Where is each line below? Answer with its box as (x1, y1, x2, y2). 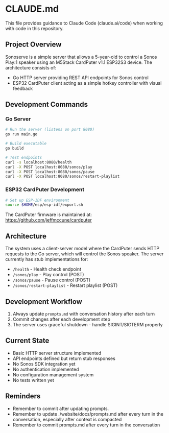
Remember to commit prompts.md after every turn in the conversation (12, 422, 160, 428)
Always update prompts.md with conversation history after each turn (12, 310, 155, 317)
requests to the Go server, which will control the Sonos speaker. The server (5, 251, 164, 257)
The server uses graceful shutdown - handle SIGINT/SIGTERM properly (12, 321, 163, 327)
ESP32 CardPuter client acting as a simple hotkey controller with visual (12, 80, 162, 86)
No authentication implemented (12, 366, 79, 372)
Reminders (5, 392, 41, 401)
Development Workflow (5, 297, 83, 306)
